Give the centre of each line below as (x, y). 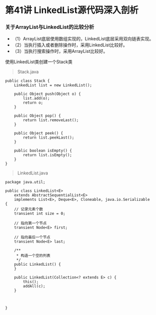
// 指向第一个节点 (31, 223)
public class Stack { (28, 81)
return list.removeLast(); (51, 120)
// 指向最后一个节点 (32, 237)
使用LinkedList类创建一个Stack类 (39, 62)
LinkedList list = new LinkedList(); (53, 85)
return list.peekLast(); (49, 138)
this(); (31, 282)
